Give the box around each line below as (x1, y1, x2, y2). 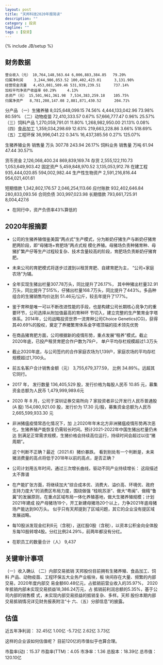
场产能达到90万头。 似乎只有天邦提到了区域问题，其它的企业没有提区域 (12, 506, 155, 512)
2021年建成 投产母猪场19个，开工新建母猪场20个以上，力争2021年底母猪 (12, 500, 157, 506)
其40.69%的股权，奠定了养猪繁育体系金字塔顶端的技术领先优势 (12, 322, 139, 328)
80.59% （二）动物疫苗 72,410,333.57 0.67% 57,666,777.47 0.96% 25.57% (5, 113, 155, 119)
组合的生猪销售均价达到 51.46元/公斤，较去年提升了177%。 (12, 293, 130, 299)
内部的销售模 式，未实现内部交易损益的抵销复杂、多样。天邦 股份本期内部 (9, 593, 156, 598)
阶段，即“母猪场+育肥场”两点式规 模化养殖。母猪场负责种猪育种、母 (20, 242, 156, 248)
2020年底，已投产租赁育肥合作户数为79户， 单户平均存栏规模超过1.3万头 (12, 338, 158, 344)
